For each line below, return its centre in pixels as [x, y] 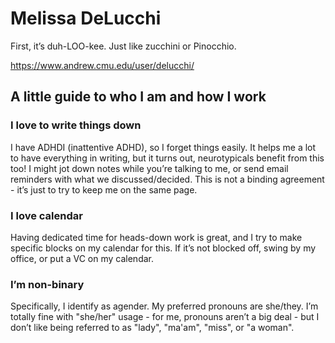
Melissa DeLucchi [86, 18]
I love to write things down [76, 125]
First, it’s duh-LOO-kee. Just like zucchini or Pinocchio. [123, 46]
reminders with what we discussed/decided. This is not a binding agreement [167, 179]
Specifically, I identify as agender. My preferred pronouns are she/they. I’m [164, 306]
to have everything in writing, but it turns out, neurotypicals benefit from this [167, 158]
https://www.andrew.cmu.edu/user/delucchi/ [102, 65]
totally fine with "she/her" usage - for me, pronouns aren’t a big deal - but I [165, 317]
